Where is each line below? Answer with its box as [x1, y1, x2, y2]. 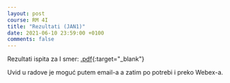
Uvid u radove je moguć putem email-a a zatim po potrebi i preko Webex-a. [7, 68, 224, 77]
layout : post [7, 10, 45, 17]
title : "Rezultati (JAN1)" [7, 23, 86, 30]
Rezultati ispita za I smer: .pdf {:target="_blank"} [7, 55, 145, 63]
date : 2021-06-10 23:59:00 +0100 [7, 29, 105, 37]
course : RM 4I [7, 17, 49, 24]
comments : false [7, 36, 54, 43]
